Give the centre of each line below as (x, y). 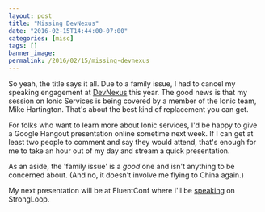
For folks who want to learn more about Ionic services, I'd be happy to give (133, 125)
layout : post (30, 16)
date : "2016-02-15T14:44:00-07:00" (68, 31)
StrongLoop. (29, 199)
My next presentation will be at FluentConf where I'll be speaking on (122, 190)
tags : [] (23, 46)
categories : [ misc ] (41, 38)
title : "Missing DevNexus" (54, 23)
